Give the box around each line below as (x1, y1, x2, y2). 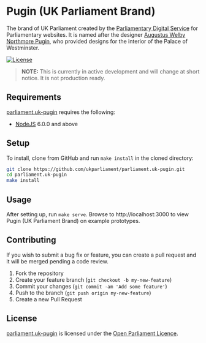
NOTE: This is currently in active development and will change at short (21, 67, 200, 75)
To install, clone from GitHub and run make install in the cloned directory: (6, 154, 194, 162)
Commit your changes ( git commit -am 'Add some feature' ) (15, 282, 167, 290)
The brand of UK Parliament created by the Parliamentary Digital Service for (6, 24, 198, 32)
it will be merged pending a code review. (6, 257, 109, 265)
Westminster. (6, 44, 40, 51)
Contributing (6, 235, 56, 246)
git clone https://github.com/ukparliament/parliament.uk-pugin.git (6, 166, 185, 172)
